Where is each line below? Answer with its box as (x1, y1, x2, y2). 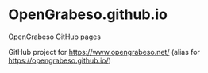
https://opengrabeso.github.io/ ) (8, 56, 111, 65)
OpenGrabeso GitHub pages (8, 32, 102, 41)
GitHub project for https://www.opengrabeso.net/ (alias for (8, 47, 200, 56)
